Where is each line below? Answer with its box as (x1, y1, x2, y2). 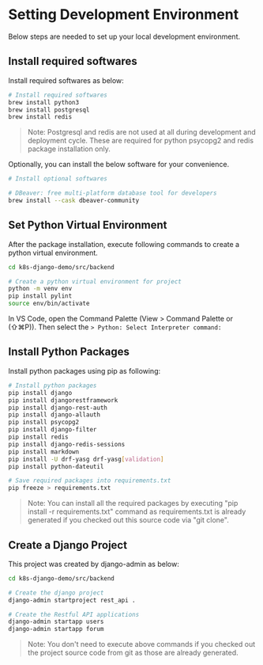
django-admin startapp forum (8, 625, 104, 633)
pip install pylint (8, 292, 73, 300)
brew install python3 (8, 98, 80, 106)
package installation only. (27, 144, 111, 154)
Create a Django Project (8, 538, 128, 552)
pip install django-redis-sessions (8, 440, 126, 448)
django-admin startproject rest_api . (8, 596, 136, 604)
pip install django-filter (8, 426, 97, 434)
